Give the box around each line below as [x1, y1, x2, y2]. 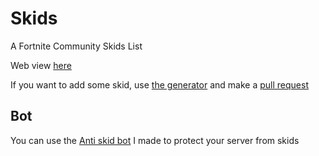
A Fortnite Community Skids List [10, 40, 143, 52]
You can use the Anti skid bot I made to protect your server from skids [10, 134, 300, 146]
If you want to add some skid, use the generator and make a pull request [10, 78, 309, 91]
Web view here [10, 59, 72, 71]
